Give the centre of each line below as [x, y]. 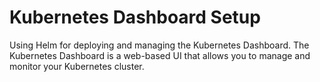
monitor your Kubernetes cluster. [77, 66]
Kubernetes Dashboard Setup [135, 17]
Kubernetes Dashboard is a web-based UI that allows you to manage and [160, 55]
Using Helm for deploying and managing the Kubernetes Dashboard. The [159, 45]
